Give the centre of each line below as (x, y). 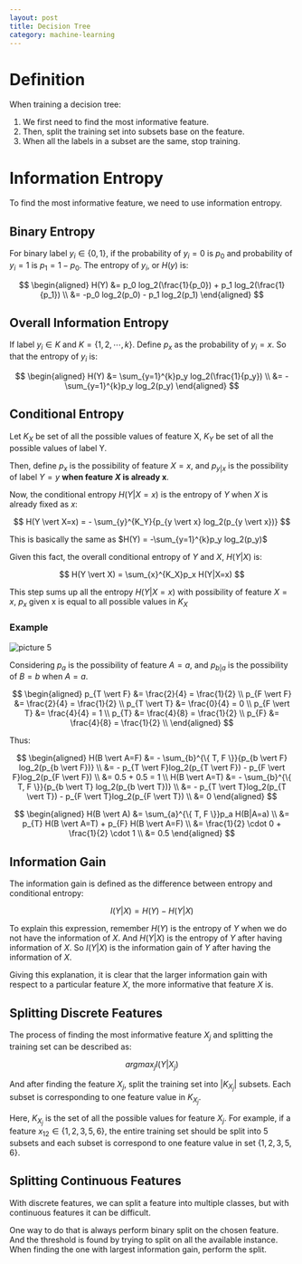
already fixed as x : (44, 505)
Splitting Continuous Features (95, 1181)
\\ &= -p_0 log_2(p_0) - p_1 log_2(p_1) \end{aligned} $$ (163, 294)
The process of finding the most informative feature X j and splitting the (142, 1036)
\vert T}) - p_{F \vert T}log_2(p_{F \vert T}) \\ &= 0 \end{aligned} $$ (152, 796)
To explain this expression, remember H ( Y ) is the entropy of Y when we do (148, 929)
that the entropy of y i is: (53, 357)
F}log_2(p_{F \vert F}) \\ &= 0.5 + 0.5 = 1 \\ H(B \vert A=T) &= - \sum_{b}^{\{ (152, 777)
